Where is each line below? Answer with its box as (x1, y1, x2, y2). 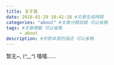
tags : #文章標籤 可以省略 (6, 25, 63, 31)
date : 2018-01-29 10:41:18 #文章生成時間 (6, 14, 104, 20)
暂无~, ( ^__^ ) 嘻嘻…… (6, 53, 56, 59)
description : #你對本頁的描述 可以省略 (6, 36, 94, 42)
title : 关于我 (6, 8, 38, 15)
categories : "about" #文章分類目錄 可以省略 (6, 19, 108, 25)
